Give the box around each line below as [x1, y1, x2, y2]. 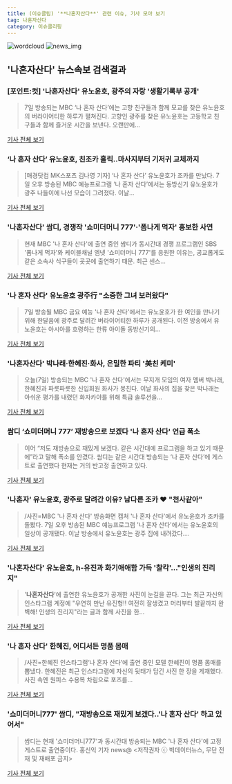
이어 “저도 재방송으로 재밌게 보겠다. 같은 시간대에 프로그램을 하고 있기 [23, 444, 211, 452]
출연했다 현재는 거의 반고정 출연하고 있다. [37, 461, 148, 470]
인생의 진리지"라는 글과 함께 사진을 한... [39, 607, 145, 616]
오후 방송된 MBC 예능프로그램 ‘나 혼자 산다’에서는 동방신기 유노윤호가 [31, 180, 219, 188]
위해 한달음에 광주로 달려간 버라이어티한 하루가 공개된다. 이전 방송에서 [23, 316, 213, 324]
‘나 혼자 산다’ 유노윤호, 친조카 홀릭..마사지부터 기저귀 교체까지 [7, 154, 200, 163]
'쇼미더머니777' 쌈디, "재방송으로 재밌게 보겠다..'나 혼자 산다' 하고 [7, 709, 214, 719]
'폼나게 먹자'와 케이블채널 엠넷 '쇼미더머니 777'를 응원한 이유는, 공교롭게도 [23, 248, 224, 256]
